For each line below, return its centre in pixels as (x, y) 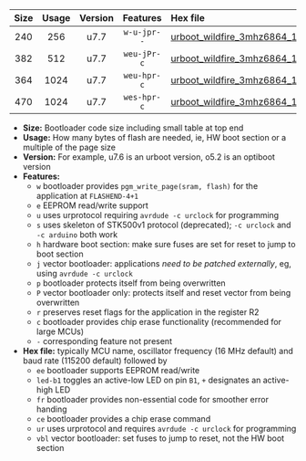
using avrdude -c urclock (85, 273)
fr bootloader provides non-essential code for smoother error (152, 399)
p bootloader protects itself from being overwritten (131, 283)
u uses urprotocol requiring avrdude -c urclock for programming (158, 215)
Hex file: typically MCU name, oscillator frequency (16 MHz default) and (158, 351)
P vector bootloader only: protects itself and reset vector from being (163, 293)
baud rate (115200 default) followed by (95, 361)
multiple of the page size (69, 147)
